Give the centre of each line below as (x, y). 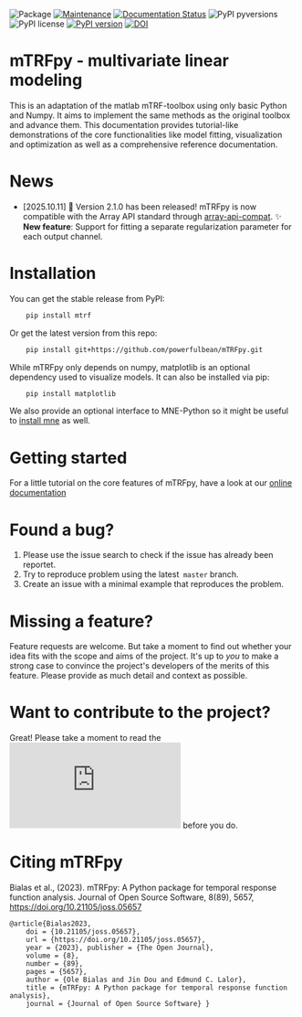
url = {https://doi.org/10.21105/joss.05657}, (116, 940)
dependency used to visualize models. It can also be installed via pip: (140, 377)
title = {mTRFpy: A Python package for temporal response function (156, 988)
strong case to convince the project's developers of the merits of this (140, 666)
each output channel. (62, 236)
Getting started (68, 458)
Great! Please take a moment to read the (85, 738)
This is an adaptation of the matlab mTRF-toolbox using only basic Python (148, 105)
